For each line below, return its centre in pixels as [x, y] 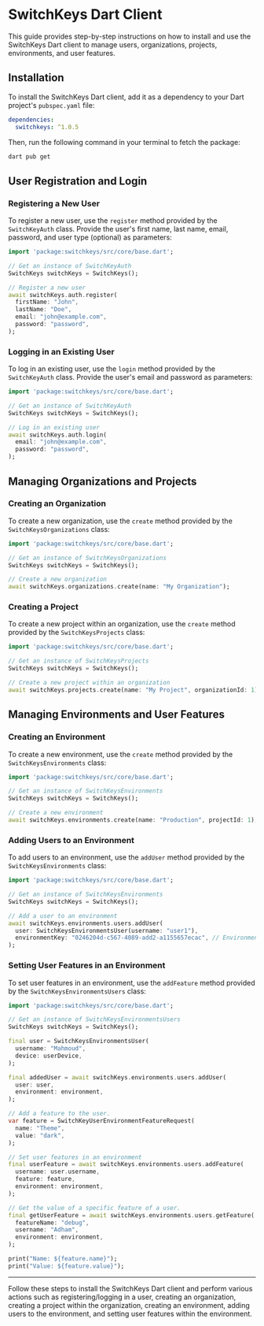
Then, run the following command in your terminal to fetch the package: [125, 142]
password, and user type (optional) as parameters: [90, 237]
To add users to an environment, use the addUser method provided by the [126, 857]
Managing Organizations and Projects [103, 481]
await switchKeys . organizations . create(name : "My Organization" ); [119, 587]
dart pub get [29, 156]
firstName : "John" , [47, 302]
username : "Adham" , [47, 1230]
